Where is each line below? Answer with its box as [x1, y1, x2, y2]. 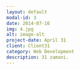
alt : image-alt [6, 32, 45, 38]
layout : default [6, 9, 47, 15]
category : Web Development [6, 49, 75, 55]
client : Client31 [6, 43, 50, 49]
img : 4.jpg [6, 26, 34, 32]
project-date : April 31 [6, 37, 67, 43]
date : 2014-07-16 [6, 20, 50, 26]
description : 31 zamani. [6, 54, 69, 60]
